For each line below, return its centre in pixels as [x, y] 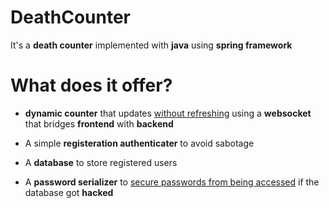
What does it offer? [91, 85]
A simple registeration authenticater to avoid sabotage [139, 143]
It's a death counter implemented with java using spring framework [151, 45]
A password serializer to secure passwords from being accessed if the [172, 182]
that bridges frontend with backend [99, 123]
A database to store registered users [101, 162]
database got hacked [69, 192]
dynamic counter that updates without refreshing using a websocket [168, 113]
